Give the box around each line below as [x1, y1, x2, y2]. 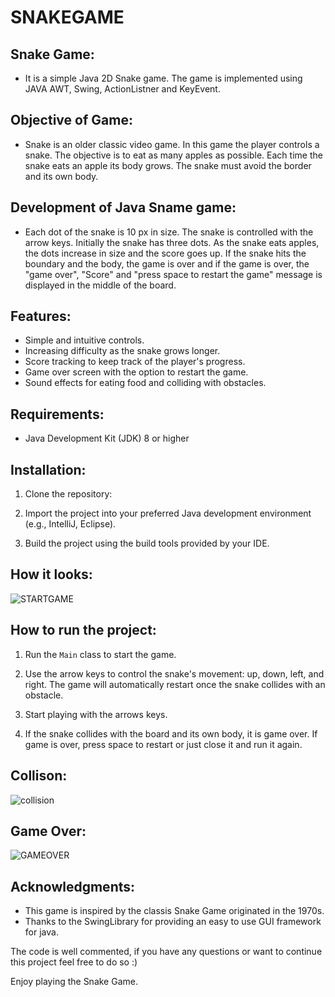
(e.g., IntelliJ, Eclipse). [24, 518, 117, 530]
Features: [10, 308, 72, 325]
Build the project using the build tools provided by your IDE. [24, 537, 270, 550]
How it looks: [10, 566, 93, 583]
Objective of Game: [10, 112, 133, 129]
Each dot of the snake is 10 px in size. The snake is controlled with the [24, 226, 314, 238]
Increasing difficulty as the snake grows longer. [24, 345, 221, 357]
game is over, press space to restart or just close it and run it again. [24, 738, 303, 750]
